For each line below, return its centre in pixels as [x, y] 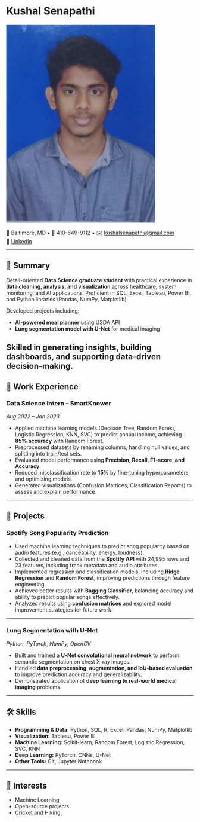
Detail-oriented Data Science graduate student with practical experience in [99, 280]
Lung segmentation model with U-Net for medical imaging [87, 329]
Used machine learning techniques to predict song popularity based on [102, 546]
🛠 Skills [21, 712]
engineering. [30, 584]
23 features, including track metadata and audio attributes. [87, 565]
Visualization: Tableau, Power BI [55, 736]
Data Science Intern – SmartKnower [59, 404]
